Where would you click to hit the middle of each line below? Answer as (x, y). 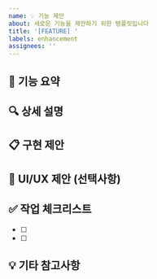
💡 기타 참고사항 (44, 265)
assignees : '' (33, 46)
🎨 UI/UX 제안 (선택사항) (65, 179)
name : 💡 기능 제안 (37, 16)
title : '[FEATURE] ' (44, 31)
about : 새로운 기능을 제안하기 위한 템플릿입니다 (78, 24)
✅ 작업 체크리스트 (50, 209)
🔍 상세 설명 (36, 111)
